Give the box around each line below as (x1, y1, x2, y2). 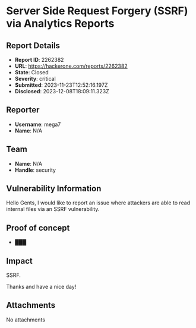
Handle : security (14, 166, 56, 174)
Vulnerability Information (6, 184, 102, 194)
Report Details (6, 40, 61, 51)
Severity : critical (14, 75, 56, 82)
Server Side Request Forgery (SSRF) (6, 4, 188, 18)
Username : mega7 (14, 121, 61, 128)
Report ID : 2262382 (14, 56, 64, 63)
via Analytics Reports (6, 17, 115, 30)
